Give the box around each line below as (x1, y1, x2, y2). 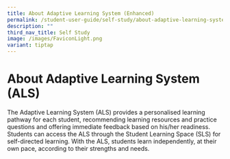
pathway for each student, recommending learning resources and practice (7, 115, 217, 124)
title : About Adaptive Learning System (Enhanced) (7, 10, 155, 17)
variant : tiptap (7, 42, 53, 48)
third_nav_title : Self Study (7, 29, 90, 36)
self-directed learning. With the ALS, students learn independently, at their (7, 137, 217, 145)
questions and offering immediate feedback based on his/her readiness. (7, 122, 211, 130)
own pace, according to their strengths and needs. (7, 144, 150, 152)
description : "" (7, 23, 53, 29)
